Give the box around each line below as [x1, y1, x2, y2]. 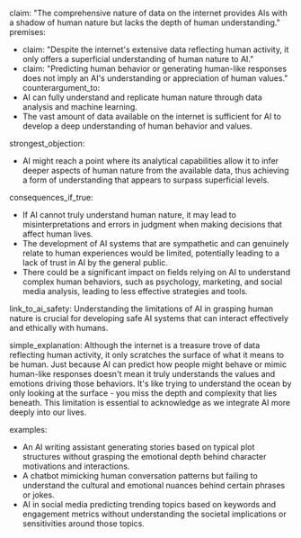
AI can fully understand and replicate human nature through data [22, 92, 262, 103]
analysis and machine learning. [22, 102, 137, 112]
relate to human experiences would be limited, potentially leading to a [22, 247, 280, 258]
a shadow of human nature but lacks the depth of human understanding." [9, 17, 281, 28]
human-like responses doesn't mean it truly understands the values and [9, 369, 276, 379]
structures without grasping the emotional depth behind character [22, 452, 267, 462]
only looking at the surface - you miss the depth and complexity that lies [9, 388, 277, 399]
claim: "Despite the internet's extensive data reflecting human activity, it [22, 44, 289, 55]
